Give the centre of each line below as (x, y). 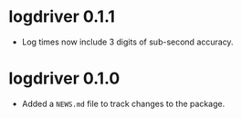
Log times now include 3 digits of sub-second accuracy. (127, 42)
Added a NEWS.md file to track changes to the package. (123, 103)
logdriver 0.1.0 (64, 79)
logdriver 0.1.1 (62, 17)
